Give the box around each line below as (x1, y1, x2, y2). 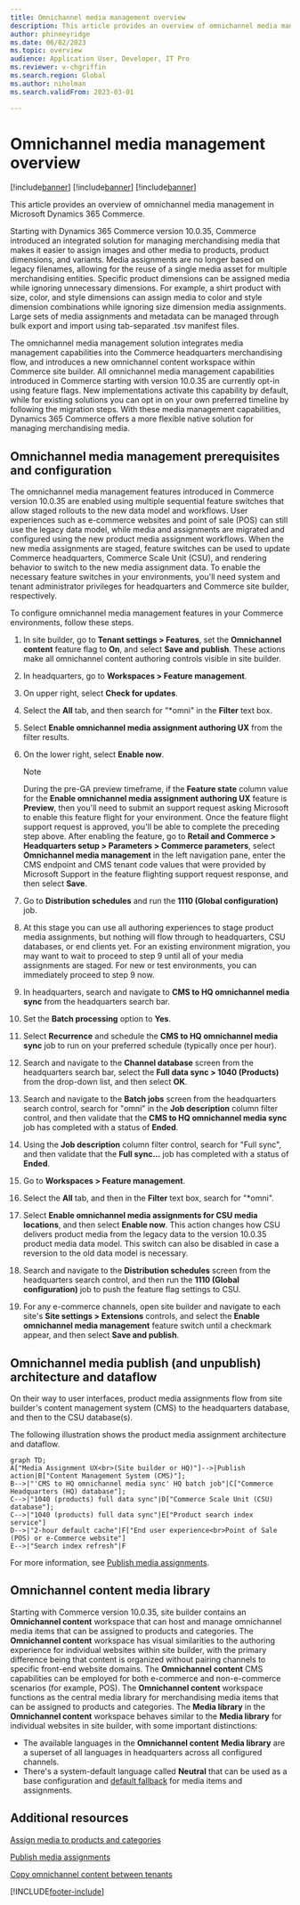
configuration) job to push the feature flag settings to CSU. (22, 1284, 241, 1295)
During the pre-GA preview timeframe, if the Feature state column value (22, 784, 288, 794)
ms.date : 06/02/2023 (10, 37, 87, 47)
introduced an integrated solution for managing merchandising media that (10, 235, 280, 246)
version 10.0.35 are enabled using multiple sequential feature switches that (10, 496, 284, 507)
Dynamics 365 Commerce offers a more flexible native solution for (10, 413, 255, 424)
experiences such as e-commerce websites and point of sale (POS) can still (10, 515, 288, 525)
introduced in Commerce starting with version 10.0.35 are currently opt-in (10, 376, 280, 387)
